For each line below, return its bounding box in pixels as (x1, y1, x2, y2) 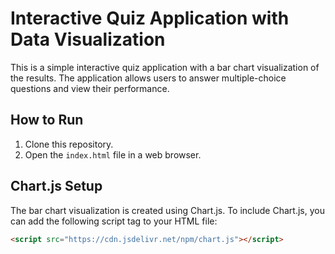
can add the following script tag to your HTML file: (10, 215, 218, 227)
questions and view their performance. (10, 82, 170, 94)
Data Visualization (10, 28, 166, 51)
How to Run (10, 112, 84, 129)
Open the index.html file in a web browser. (24, 148, 202, 161)
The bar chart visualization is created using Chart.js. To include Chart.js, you (10, 204, 325, 216)
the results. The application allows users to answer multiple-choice (10, 72, 287, 84)
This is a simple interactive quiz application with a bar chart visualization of (10, 61, 320, 73)
